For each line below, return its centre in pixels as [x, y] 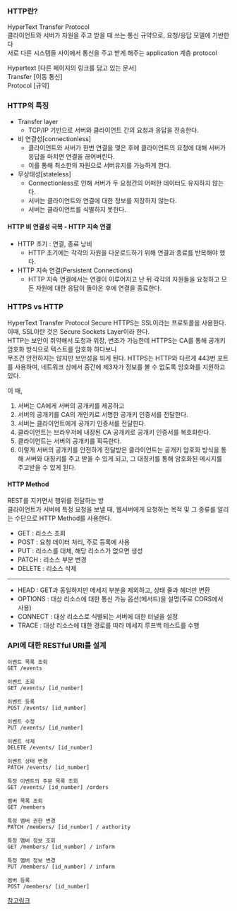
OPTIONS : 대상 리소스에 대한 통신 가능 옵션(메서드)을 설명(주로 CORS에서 [120, 599]
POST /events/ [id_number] [47, 708]
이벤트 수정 [21, 721]
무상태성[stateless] [44, 174]
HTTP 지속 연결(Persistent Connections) [75, 270]
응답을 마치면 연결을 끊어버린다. [71, 156]
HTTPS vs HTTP [35, 306]
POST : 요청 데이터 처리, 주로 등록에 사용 [74, 542]
